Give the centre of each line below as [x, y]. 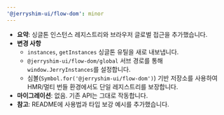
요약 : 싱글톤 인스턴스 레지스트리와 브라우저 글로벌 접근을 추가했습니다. [112, 34]
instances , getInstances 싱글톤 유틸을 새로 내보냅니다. [103, 52]
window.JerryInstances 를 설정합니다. [79, 69]
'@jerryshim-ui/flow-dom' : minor [55, 14]
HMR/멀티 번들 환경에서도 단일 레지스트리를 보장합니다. [103, 86]
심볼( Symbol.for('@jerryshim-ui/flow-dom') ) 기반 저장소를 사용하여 [122, 78]
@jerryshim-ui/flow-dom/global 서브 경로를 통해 [95, 61]
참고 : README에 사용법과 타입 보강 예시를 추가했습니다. [93, 104]
